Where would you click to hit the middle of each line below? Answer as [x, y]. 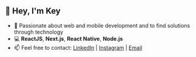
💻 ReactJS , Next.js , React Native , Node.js [68, 38]
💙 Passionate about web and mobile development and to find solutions [102, 25]
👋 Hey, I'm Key [33, 11]
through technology [39, 32]
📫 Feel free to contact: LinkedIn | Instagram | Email [78, 47]
